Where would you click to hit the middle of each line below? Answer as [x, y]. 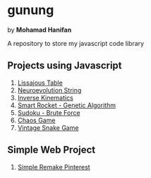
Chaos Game [36, 120]
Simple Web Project [52, 150]
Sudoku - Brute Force [49, 112]
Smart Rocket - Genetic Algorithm [67, 105]
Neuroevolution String [49, 90]
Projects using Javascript [65, 66]
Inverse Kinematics [46, 97]
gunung [31, 10]
